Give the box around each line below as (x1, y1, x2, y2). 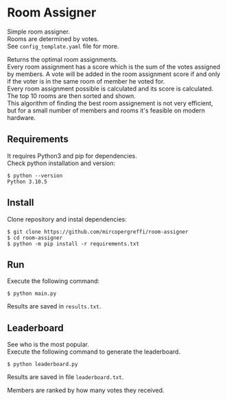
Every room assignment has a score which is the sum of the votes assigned (7, 62, 221, 71)
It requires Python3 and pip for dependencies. (7, 151, 137, 160)
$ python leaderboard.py (7, 361, 78, 368)
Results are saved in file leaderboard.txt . (7, 373, 124, 381)
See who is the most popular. (7, 341, 90, 349)
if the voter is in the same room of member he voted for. (7, 77, 165, 85)
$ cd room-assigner (7, 234, 63, 241)
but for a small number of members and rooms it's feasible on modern (7, 106, 206, 114)
